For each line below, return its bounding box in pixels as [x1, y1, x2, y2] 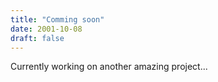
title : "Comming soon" [10, 14, 105, 25]
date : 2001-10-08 [10, 24, 83, 34]
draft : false [10, 33, 65, 43]
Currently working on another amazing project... [10, 61, 208, 73]
